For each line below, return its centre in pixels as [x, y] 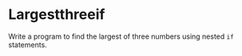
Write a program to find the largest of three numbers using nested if [121, 36]
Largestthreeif [57, 15]
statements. [28, 44]
